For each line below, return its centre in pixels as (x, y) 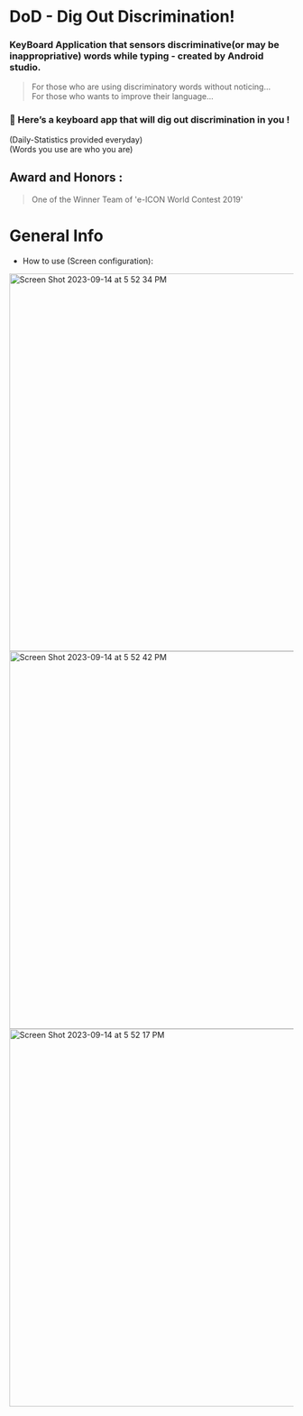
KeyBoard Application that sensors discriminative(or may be (144, 45)
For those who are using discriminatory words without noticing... (151, 87)
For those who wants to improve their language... (122, 97)
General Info (56, 235)
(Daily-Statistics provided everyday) (76, 139)
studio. (25, 68)
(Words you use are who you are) (71, 149)
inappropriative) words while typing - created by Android (137, 56)
